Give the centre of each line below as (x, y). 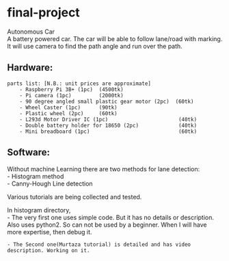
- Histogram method (36, 176)
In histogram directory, (39, 210)
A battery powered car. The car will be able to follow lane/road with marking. (115, 38)
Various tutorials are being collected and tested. (75, 197)
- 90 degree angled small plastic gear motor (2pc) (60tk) (107, 101)
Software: (28, 152)
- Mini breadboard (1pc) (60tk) (108, 132)
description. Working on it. (49, 250)
